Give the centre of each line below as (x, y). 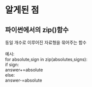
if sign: (12, 65)
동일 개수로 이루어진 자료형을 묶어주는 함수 (46, 43)
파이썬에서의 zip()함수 (37, 30)
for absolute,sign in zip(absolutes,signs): (46, 59)
